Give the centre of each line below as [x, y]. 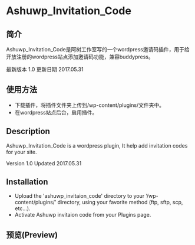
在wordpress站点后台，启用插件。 [56, 112]
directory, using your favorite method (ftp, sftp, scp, [120, 202]
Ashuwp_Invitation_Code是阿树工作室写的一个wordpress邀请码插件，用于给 [98, 49]
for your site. [22, 152]
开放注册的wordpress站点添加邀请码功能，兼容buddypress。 [80, 57]
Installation [27, 182]
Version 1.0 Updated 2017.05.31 [44, 163]
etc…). [22, 208]
